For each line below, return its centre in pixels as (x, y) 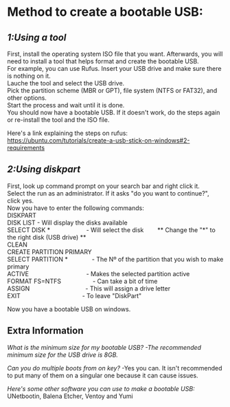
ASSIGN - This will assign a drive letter (89, 288)
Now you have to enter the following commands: (76, 208)
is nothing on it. (29, 76)
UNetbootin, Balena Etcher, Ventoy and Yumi (70, 396)
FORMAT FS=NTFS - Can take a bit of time (82, 281)
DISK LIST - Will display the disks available (68, 222)
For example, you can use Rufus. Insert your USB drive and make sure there (114, 69)
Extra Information (45, 331)
